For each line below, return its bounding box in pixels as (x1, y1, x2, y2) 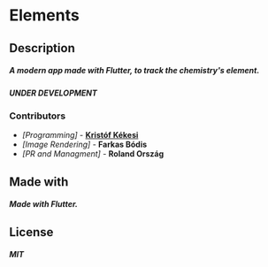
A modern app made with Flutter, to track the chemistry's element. (9, 65, 260, 76)
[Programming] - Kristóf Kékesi (21, 130, 139, 141)
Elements (9, 5, 80, 26)
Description (9, 41, 75, 56)
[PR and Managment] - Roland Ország (21, 149, 165, 159)
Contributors (9, 110, 66, 122)
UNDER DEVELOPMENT (9, 88, 97, 98)
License (9, 225, 54, 240)
